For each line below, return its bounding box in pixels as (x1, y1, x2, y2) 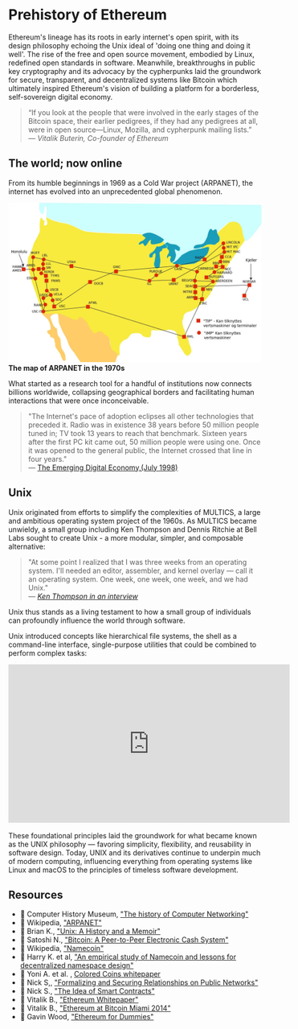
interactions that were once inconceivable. (8, 396, 149, 405)
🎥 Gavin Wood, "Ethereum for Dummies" (19, 1012, 154, 1022)
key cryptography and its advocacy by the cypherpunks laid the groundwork (8, 66, 262, 76)
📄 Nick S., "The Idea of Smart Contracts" (19, 986, 155, 996)
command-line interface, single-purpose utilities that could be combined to (8, 640, 257, 649)
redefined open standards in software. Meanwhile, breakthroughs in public (8, 58, 255, 68)
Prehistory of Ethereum (8, 6, 167, 24)
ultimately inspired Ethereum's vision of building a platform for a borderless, (8, 83, 259, 93)
